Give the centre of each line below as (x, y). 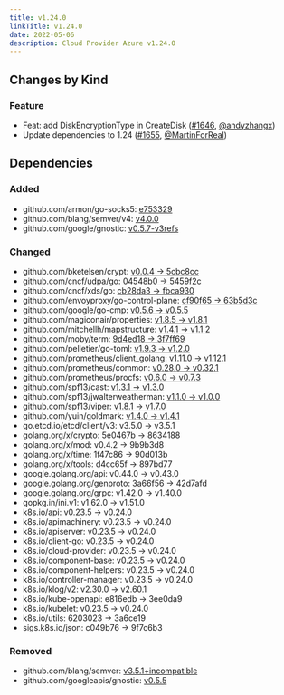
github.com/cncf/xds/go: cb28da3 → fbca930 (108, 290)
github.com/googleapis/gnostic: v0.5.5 (95, 681)
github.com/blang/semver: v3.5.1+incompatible (110, 671)
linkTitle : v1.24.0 (46, 26)
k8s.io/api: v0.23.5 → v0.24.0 (77, 512)
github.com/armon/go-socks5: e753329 (97, 208)
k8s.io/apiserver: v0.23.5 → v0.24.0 (89, 531)
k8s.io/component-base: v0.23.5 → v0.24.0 (104, 560)
